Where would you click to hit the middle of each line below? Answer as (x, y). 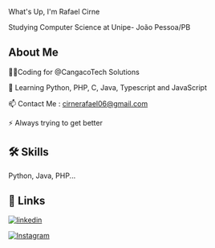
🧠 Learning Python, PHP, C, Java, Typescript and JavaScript (107, 87)
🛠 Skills (29, 152)
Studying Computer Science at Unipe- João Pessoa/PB (99, 27)
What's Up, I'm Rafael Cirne (54, 12)
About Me (33, 53)
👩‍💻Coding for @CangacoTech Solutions (74, 72)
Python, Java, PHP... (42, 176)
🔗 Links (27, 201)
